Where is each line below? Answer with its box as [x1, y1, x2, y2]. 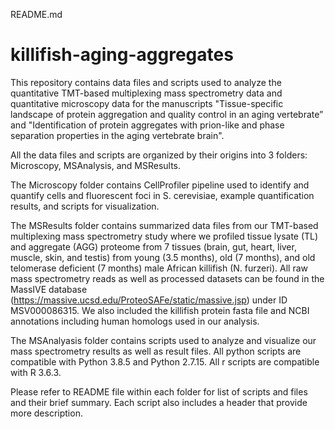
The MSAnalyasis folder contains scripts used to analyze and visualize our [10, 334, 317, 346]
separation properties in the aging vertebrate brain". [10, 129, 225, 141]
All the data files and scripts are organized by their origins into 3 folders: [10, 149, 308, 161]
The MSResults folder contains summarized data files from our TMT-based [10, 219, 319, 231]
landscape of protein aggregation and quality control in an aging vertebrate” [10, 108, 324, 120]
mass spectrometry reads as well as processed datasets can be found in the [10, 272, 325, 284]
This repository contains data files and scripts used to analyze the [10, 76, 282, 88]
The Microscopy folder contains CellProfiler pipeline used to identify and [10, 179, 310, 191]
